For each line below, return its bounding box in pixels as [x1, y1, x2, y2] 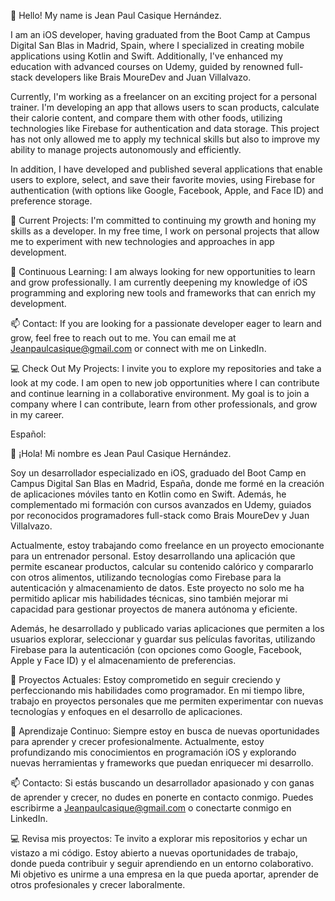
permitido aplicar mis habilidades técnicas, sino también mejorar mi [10, 593, 288, 604]
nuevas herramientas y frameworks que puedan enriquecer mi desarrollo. [10, 757, 314, 769]
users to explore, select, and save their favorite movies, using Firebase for [10, 174, 316, 185]
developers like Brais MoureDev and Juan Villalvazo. [34, 71, 252, 83]
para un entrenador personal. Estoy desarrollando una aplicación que [10, 550, 296, 562]
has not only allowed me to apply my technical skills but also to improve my [10, 133, 321, 145]
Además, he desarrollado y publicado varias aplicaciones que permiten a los [10, 623, 325, 634]
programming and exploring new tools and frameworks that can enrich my [10, 287, 317, 299]
